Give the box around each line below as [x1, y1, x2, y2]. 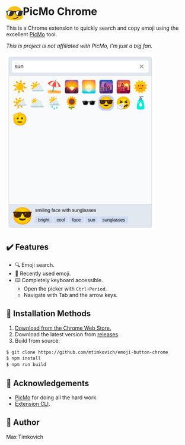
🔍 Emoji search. [14, 261, 55, 269]
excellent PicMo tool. [6, 30, 58, 37]
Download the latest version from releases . [14, 330, 120, 337]
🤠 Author [6, 418, 40, 428]
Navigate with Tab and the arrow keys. [23, 291, 118, 298]
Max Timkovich [6, 433, 43, 440]
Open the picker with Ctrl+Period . [23, 285, 107, 292]
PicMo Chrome [23, 5, 98, 18]
